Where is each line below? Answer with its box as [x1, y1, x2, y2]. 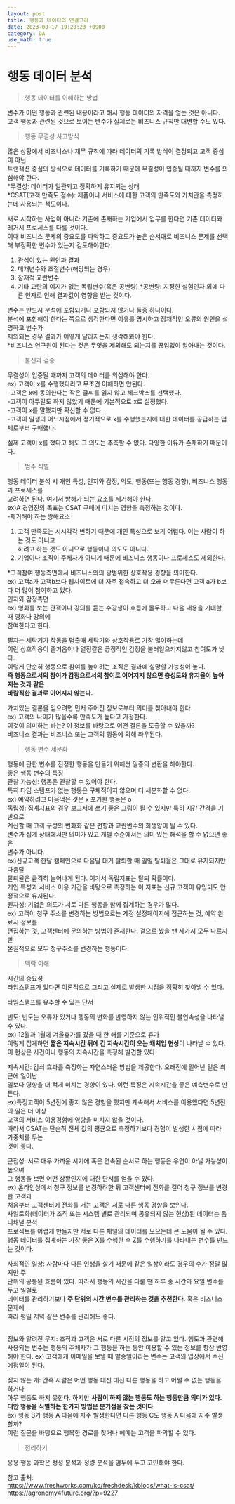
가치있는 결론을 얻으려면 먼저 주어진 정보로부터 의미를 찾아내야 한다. [7, 704, 193, 712]
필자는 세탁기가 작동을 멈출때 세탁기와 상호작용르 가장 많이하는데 [7, 636, 184, 645]
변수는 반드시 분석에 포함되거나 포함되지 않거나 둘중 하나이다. [7, 306, 174, 315]
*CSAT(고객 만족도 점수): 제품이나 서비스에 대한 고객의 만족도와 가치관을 [7, 191, 206, 200]
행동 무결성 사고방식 [24, 132, 79, 140]
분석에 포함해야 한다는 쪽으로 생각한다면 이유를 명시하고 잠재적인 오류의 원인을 [7, 315, 221, 323]
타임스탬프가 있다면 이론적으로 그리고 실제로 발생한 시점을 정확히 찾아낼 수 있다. [7, 983, 224, 991]
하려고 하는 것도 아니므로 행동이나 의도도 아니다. [17, 545, 149, 554]
